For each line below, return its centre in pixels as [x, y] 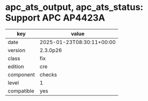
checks [48, 74]
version [17, 50]
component [21, 74]
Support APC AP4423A [55, 18]
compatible [21, 90]
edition [16, 66]
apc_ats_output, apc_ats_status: [74, 7]
